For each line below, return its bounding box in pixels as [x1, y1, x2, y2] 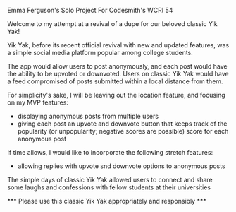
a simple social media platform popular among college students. [7, 49, 194, 57]
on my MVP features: [7, 98, 69, 107]
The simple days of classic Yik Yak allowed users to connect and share [7, 176, 213, 184]
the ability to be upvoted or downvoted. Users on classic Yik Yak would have [7, 70, 229, 78]
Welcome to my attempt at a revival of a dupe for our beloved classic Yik [7, 20, 218, 28]
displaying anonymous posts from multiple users [17, 112, 159, 120]
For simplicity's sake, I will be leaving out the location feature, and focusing [7, 91, 225, 99]
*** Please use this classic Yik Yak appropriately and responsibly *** [7, 197, 206, 205]
